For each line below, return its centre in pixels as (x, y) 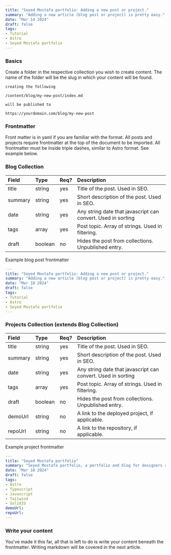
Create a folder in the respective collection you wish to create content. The (84, 72)
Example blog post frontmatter (37, 260)
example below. (22, 154)
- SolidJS (16, 504)
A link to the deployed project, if (115, 413)
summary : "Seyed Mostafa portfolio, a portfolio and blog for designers (84, 466)
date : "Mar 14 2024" (27, 19)
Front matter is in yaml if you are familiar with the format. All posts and (79, 137)
